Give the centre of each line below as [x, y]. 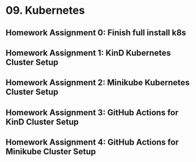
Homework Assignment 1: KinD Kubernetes [88, 52]
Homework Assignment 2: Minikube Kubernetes [98, 82]
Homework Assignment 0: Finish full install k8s [96, 33]
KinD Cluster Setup [42, 121]
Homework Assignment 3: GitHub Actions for [92, 112]
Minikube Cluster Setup [51, 151]
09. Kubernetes [45, 10]
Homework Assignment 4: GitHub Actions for [92, 142]
